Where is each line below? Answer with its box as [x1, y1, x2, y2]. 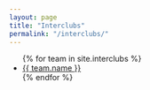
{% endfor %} [21, 72, 74, 83]
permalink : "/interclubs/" [9, 29, 109, 38]
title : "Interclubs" [9, 21, 86, 30]
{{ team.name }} [21, 63, 82, 73]
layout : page [9, 12, 58, 22]
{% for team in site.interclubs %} [21, 54, 142, 64]
